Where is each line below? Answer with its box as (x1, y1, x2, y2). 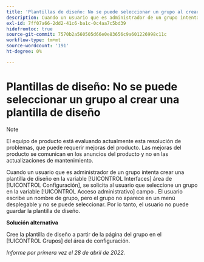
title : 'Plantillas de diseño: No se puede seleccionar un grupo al (6, 8, 183, 15)
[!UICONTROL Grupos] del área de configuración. (6, 237, 131, 244)
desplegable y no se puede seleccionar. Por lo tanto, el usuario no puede (6, 201, 189, 208)
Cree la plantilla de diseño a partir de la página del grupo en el (6, 230, 162, 238)
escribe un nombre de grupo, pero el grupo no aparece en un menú (6, 194, 175, 201)
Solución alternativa (6, 219, 59, 226)
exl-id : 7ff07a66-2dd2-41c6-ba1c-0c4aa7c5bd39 (6, 20, 126, 26)
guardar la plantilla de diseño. (6, 207, 81, 214)
